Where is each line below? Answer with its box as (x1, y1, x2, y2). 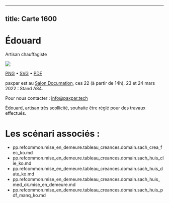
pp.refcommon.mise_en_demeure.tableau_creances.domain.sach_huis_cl (12, 155, 164, 161)
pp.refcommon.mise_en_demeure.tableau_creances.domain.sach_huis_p (12, 187, 163, 193)
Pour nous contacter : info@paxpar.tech (5, 95, 88, 101)
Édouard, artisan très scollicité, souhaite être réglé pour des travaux (5, 105, 146, 111)
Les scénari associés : (5, 128, 100, 139)
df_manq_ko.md (12, 192, 46, 198)
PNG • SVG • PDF (5, 71, 43, 77)
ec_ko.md (12, 150, 33, 156)
